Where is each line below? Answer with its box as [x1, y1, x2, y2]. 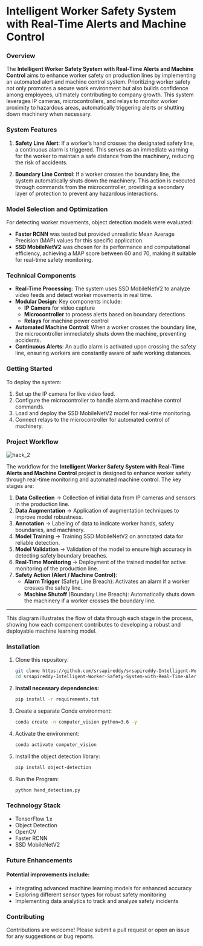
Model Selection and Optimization [6, 205, 108, 213]
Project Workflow [6, 438, 59, 446]
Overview [6, 52, 36, 60]
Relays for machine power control [24, 317, 109, 325]
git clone [14, 668, 40, 674]
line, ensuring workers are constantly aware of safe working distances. [14, 350, 192, 357]
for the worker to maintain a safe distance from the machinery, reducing [14, 152, 195, 159]
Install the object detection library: [14, 753, 101, 760]
